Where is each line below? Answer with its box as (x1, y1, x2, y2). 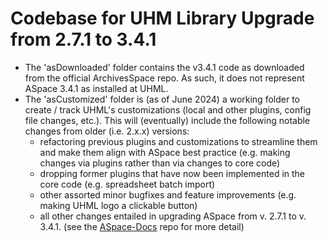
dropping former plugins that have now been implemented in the (39, 167, 306, 179)
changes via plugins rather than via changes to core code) (39, 157, 281, 169)
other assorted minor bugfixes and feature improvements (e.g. (39, 188, 297, 201)
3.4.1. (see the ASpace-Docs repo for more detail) (39, 220, 245, 232)
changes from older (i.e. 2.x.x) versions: (24, 125, 190, 137)
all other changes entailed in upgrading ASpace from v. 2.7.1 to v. (39, 210, 307, 222)
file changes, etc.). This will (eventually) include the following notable (24, 114, 311, 126)
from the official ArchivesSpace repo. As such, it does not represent (24, 72, 305, 84)
